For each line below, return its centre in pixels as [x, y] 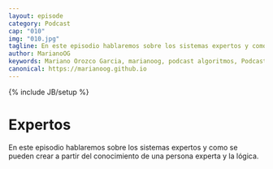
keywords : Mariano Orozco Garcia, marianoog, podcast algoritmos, [123, 62]
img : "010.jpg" [34, 39]
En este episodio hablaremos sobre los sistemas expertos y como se [123, 147]
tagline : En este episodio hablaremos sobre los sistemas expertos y [129, 46]
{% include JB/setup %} [49, 92]
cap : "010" [27, 31]
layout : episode [36, 16]
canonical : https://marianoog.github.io [78, 69]
